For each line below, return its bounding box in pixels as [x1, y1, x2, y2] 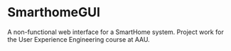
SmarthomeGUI [7, 4, 101, 21]
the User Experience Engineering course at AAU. [7, 35, 151, 43]
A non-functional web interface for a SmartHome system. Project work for [7, 28, 224, 36]
